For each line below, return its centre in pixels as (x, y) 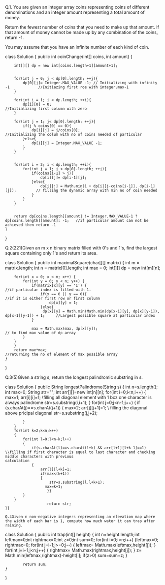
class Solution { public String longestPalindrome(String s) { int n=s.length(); (82, 387)
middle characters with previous (39, 457)
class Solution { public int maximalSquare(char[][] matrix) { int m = (72, 262)
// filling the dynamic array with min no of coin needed (97, 190)
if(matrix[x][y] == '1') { (59, 285)
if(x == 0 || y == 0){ (64, 294)
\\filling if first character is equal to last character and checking (80, 452)
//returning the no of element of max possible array (62, 354)
